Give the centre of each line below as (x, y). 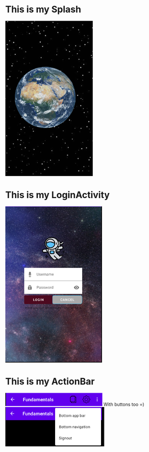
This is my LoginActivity (57, 195)
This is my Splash (43, 9)
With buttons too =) (124, 404)
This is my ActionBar (50, 382)
